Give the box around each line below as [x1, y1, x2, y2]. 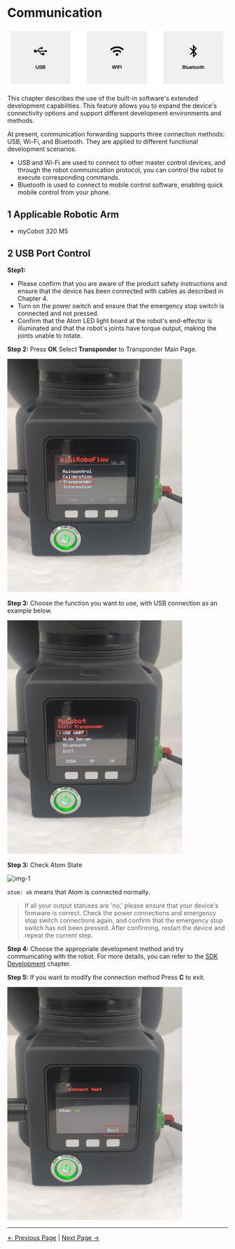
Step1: [7, 266, 26, 274]
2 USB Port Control [7, 247, 91, 259]
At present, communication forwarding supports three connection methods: [7, 130, 225, 138]
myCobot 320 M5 [17, 227, 69, 236]
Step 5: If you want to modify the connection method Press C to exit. [7, 973, 205, 981]
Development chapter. [7, 959, 71, 968]
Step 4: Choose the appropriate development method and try [7, 944, 184, 952]
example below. [7, 606, 52, 615]
